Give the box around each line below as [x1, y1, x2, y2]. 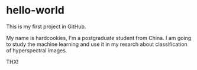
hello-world [6, 4, 65, 17]
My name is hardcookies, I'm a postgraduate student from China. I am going [6, 34, 192, 41]
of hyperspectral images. [6, 46, 67, 54]
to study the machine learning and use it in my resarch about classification [6, 41, 188, 48]
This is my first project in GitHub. [6, 23, 86, 30]
